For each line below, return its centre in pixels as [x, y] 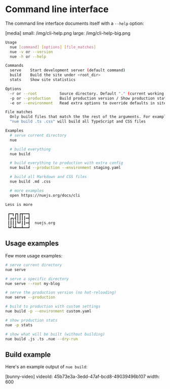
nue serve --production [30, 297]
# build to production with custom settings [53, 307]
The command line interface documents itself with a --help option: [75, 23]
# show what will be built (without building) [55, 334]
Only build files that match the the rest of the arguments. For [80, 117]
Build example [28, 354]
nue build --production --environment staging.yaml [66, 168]
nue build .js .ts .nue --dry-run [42, 339]
